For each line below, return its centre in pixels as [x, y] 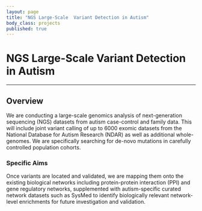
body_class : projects [33, 23]
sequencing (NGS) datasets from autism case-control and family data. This [99, 122]
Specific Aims [27, 163]
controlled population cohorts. [44, 147]
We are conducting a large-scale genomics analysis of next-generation [94, 115]
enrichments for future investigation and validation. [82, 202]
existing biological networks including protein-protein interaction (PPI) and [98, 183]
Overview [25, 101]
